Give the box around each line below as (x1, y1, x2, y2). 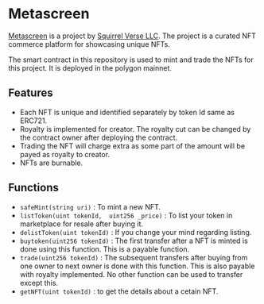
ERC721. (19, 116, 48, 125)
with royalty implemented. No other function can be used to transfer (19, 269, 243, 279)
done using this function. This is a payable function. (19, 244, 189, 254)
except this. (19, 278, 58, 287)
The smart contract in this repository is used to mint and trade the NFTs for (8, 55, 254, 64)
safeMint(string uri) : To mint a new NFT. (19, 202, 161, 211)
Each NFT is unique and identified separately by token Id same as (19, 107, 235, 117)
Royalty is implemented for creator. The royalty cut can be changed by (19, 124, 251, 133)
